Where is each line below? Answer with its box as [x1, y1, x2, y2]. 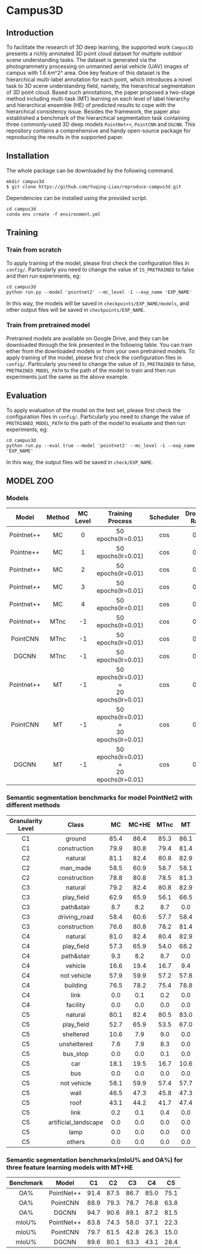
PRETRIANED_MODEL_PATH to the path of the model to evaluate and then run [6, 419, 186, 426]
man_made [60, 863, 92, 872]
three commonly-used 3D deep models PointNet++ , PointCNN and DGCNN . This [6, 121, 195, 128]
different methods [6, 801, 60, 810]
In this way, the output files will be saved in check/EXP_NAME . [6, 458, 153, 465]
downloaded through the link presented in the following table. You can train [6, 341, 192, 348]
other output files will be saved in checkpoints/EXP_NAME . [6, 306, 145, 313]
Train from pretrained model [6, 321, 90, 329]
